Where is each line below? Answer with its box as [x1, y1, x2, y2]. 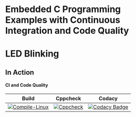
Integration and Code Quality [5, 25, 129, 36]
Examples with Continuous [5, 14, 120, 26]
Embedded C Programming [5, 4, 121, 15]
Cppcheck [55, 95, 81, 102]
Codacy [98, 95, 118, 102]
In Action [5, 68, 34, 77]
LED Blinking [5, 48, 59, 60]
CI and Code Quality [5, 82, 49, 88]
